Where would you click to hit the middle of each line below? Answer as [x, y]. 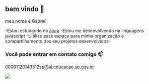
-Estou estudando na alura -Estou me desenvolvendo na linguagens [74, 31]
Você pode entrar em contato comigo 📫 [54, 54]
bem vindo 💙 [25, 9]
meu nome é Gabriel [26, 21]
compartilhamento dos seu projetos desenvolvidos [57, 41]
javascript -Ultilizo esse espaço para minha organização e [65, 36]
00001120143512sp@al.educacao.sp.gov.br [50, 67]
